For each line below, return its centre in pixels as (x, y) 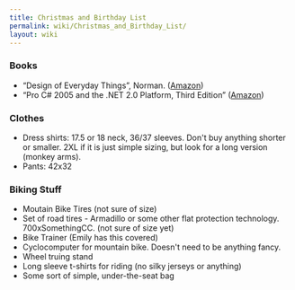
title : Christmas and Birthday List (78, 18)
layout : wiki (34, 34)
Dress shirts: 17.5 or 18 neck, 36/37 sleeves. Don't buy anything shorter (154, 137)
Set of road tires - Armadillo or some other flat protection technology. (151, 219)
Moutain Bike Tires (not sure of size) (89, 209)
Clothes (27, 118)
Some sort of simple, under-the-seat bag (98, 276)
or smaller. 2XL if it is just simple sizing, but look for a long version (145, 147)
